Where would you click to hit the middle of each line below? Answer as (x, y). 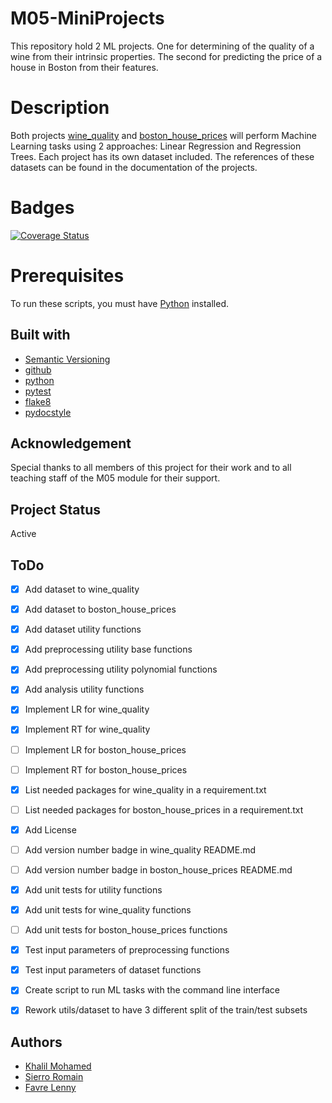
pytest (38, 391)
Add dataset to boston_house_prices (100, 609)
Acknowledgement (71, 443)
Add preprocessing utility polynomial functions (121, 669)
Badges (42, 208)
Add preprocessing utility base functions (108, 649)
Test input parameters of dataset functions (113, 970)
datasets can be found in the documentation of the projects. (134, 167)
